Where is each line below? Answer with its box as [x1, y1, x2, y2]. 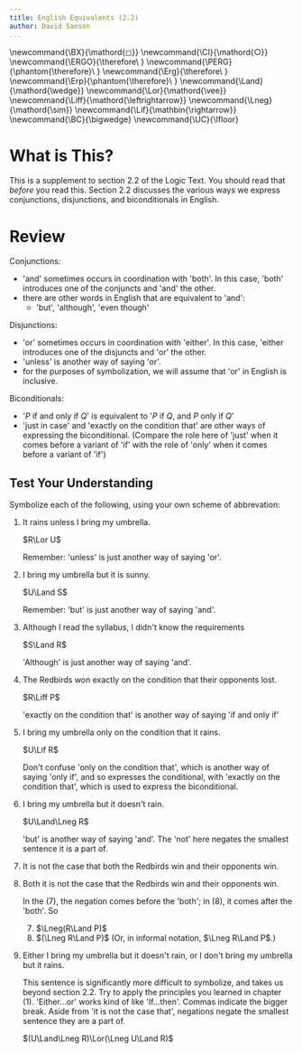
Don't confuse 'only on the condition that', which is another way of [22, 762, 270, 773]
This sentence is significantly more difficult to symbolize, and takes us [22, 977, 284, 988]
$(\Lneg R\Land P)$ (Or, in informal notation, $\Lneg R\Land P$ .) [35, 933, 277, 944]
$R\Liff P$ [22, 692, 60, 703]
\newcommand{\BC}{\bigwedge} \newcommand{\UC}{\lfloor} [9, 114, 239, 125]
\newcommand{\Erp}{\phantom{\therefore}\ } [9, 75, 178, 86]
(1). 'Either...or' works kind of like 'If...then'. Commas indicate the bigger [22, 996, 288, 1008]
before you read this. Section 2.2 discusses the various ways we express [9, 184, 281, 195]
